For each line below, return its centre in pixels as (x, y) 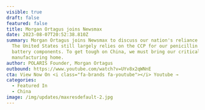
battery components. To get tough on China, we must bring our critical (106, 52)
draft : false (23, 18)
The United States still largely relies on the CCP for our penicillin (105, 46)
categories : (21, 80)
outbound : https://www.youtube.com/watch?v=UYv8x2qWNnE (79, 69)
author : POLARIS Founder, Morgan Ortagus (60, 63)
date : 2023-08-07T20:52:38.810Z (47, 35)
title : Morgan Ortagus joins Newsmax (54, 29)
